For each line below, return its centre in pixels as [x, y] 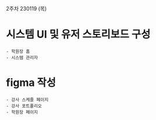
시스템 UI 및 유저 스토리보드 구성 [78, 35]
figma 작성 [31, 83]
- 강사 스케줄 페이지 [27, 100]
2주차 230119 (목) [26, 8]
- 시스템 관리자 [22, 57]
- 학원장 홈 [18, 52]
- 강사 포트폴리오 [24, 106]
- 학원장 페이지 [22, 112]
